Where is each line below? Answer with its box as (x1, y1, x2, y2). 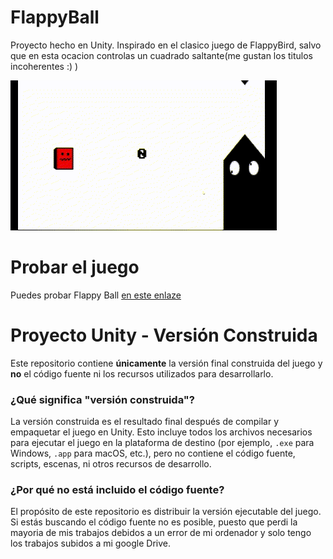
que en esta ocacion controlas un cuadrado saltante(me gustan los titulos (10, 49, 313, 61)
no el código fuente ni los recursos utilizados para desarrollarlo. (10, 367, 274, 380)
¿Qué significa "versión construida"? (10, 392, 196, 406)
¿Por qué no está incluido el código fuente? (10, 483, 225, 497)
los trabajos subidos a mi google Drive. (10, 537, 171, 550)
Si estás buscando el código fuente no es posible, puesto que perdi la (10, 516, 298, 528)
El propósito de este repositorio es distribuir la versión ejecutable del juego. (10, 506, 322, 518)
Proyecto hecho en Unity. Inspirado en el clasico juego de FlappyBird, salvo (10, 39, 322, 51)
